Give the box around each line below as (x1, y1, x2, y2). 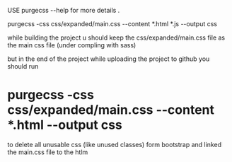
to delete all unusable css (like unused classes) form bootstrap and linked (7, 140, 221, 149)
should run (7, 62, 39, 70)
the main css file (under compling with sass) (7, 41, 137, 49)
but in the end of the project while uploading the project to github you (7, 54, 210, 63)
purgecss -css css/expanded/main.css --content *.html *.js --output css (7, 20, 218, 28)
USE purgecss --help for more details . (7, 6, 120, 14)
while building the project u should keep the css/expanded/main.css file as (7, 33, 226, 42)
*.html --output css (7, 117, 122, 133)
